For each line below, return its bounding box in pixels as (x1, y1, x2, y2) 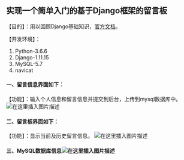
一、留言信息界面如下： (6, 81, 64, 88)
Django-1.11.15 (14, 53, 49, 61)
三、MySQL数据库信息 (6, 147, 62, 154)
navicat (14, 67, 34, 74)
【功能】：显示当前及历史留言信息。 (6, 132, 93, 140)
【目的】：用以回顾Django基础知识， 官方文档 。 (6, 23, 121, 30)
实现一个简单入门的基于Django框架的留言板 (6, 5, 168, 16)
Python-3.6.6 (14, 47, 48, 55)
